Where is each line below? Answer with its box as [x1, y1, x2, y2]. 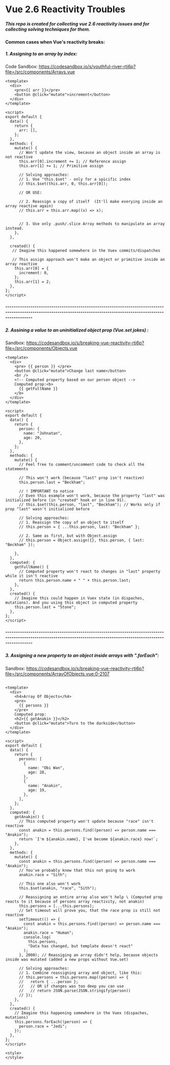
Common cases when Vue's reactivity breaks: [5, 39, 105, 45]
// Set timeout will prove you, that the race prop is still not [18, 908, 160, 913]
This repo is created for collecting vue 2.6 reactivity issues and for [5, 20, 150, 26]
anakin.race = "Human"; [23, 930, 74, 935]
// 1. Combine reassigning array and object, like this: [18, 970, 143, 975]
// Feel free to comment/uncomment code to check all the [18, 462, 145, 467]
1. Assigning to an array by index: [5, 50, 78, 57]
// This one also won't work [18, 881, 81, 886]
